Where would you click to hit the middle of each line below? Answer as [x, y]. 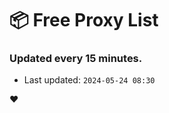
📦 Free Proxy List [84, 20]
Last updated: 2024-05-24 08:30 [89, 80]
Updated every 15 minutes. [76, 59]
